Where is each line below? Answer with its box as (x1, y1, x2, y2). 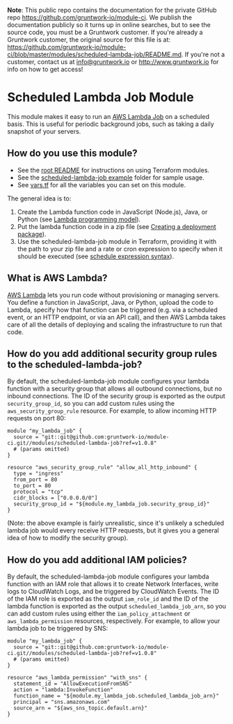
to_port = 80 (13, 482, 51, 489)
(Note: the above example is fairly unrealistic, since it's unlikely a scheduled (7, 519, 225, 528)
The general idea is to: (7, 194, 72, 203)
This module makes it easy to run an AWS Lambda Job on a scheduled (7, 112, 210, 120)
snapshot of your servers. (7, 127, 81, 135)
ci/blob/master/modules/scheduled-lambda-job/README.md (7, 50, 182, 58)
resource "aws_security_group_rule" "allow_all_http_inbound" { (7, 464, 198, 471)
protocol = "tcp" (13, 489, 64, 496)
